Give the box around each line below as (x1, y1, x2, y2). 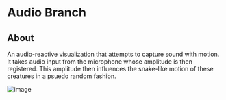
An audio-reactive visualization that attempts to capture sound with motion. (7, 50, 220, 58)
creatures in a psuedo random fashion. (7, 72, 116, 80)
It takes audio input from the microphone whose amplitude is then (7, 58, 193, 66)
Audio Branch (7, 5, 87, 21)
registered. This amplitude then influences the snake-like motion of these (7, 65, 214, 73)
